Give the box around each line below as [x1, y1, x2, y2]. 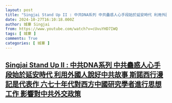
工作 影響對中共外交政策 [5, 90, 81, 98]
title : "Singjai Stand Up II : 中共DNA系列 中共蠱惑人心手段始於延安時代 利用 [5, 12, 162, 17]
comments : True [5, 36, 38, 41]
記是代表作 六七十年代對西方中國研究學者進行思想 [5, 80, 162, 89]
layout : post [5, 7, 33, 13]
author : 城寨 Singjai [5, 21, 50, 27]
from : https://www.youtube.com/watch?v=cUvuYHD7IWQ [5, 27, 118, 32]
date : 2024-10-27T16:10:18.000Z [5, 17, 74, 22]
